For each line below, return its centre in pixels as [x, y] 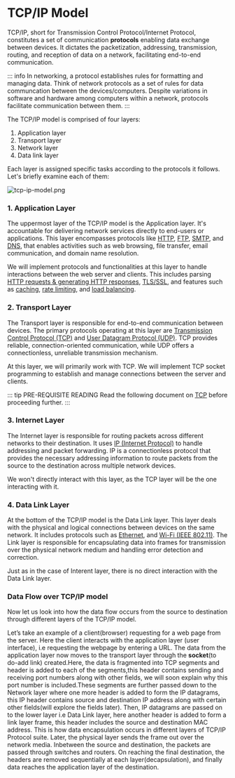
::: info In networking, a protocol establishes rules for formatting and [105, 76]
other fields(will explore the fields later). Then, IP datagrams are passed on [115, 708]
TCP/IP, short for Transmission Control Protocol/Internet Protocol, [102, 32]
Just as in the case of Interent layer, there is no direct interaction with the [113, 571]
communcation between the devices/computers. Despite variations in [107, 91]
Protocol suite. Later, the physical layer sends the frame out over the [106, 737]
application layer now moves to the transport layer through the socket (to [112, 655]
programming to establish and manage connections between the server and [116, 374]
